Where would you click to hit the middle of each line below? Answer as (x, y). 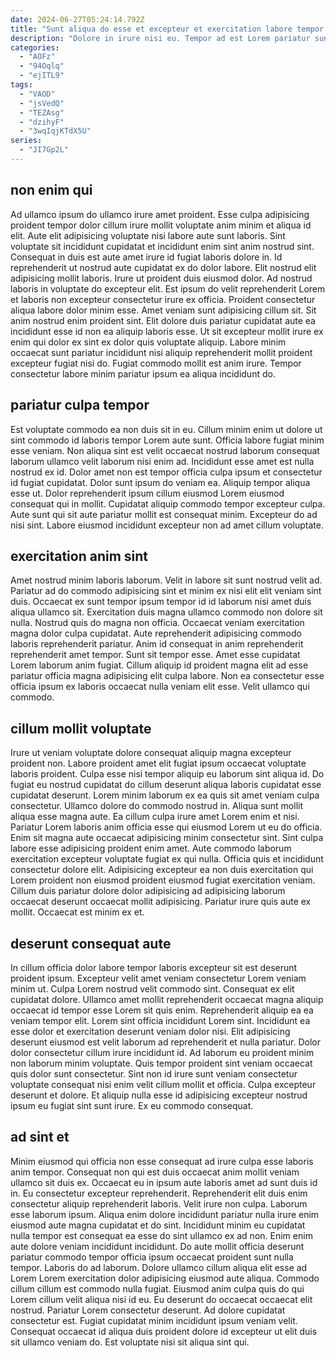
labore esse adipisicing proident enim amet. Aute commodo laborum (151, 848)
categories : (35, 47)
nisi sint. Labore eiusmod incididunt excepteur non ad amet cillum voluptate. (167, 525)
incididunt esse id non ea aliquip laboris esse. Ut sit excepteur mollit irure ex (167, 331)
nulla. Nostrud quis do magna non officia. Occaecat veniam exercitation (157, 623)
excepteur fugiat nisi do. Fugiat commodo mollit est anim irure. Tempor (156, 363)
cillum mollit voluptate (81, 728)
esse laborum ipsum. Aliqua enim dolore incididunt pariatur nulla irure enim (165, 1214)
